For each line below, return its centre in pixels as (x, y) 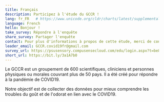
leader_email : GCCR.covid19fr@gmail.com (47, 46)
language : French (23, 23)
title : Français (21, 10)
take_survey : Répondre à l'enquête (41, 32)
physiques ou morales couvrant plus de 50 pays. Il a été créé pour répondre (81, 75)
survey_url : (17, 51)
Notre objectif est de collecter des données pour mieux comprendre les (77, 89)
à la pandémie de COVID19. (32, 79)
